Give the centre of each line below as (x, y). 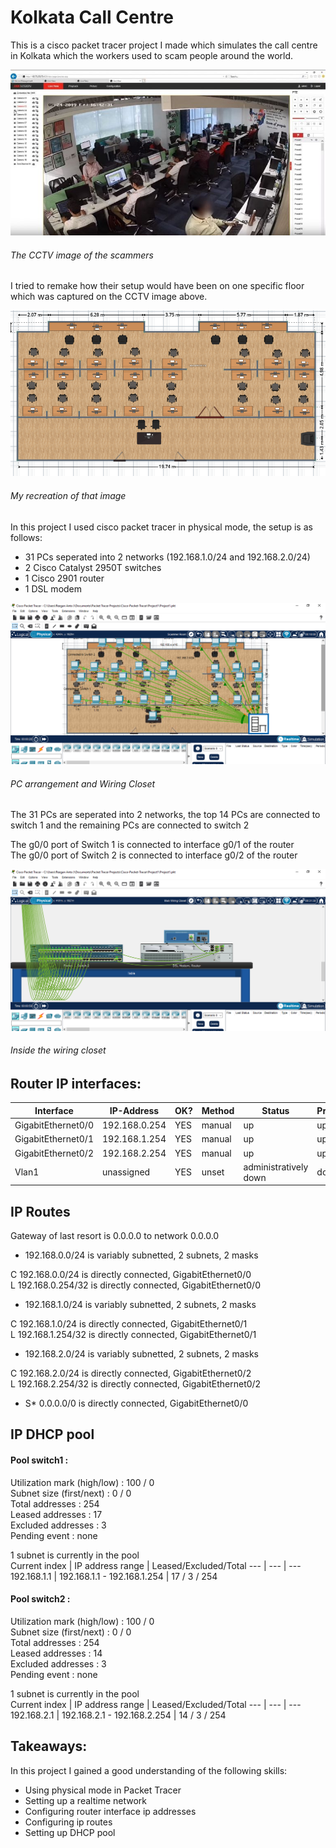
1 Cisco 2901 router (64, 578)
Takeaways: (49, 1746)
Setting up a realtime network (85, 1800)
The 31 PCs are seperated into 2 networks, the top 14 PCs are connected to (165, 815)
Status (275, 1110)
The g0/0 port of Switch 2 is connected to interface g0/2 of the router (154, 855)
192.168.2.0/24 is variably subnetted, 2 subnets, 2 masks (141, 1354)
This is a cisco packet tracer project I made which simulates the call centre (164, 45)
